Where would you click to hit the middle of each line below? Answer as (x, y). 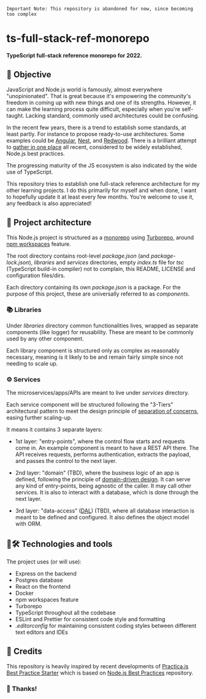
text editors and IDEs (42, 632)
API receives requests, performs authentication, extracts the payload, (103, 454)
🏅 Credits (25, 651)
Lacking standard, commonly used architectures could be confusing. (112, 115)
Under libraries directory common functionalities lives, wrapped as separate (102, 326)
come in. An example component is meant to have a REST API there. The (107, 448)
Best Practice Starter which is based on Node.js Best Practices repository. (100, 673)
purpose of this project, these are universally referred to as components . (98, 294)
